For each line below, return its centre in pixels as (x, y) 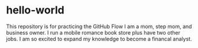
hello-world (35, 10)
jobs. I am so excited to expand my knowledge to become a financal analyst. (99, 39)
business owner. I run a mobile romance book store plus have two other (93, 32)
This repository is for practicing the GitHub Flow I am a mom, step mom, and (99, 26)
